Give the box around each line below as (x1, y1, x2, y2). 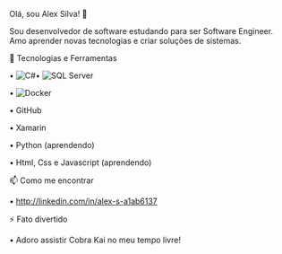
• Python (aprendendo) (9, 140, 96, 150)
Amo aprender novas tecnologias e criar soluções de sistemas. (9, 36, 242, 46)
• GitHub (9, 105, 42, 116)
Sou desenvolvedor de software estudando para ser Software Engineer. (9, 26, 274, 36)
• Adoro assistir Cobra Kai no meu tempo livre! (9, 234, 182, 245)
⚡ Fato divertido (9, 214, 68, 224)
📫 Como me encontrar (9, 175, 94, 186)
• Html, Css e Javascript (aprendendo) (9, 157, 152, 168)
